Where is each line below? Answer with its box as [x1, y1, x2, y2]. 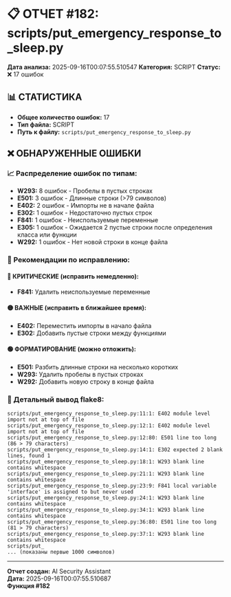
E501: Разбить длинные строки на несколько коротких [16, 362, 179, 371]
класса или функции [16, 230, 77, 239]
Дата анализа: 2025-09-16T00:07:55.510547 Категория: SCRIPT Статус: [7, 63, 221, 71]
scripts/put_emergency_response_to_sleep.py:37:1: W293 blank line [7, 531, 205, 538]
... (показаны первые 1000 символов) [7, 549, 115, 556]
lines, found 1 [7, 453, 51, 459]
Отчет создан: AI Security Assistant [7, 567, 111, 576]
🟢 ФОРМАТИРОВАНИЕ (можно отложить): [7, 345, 136, 354]
